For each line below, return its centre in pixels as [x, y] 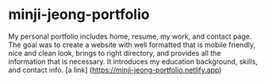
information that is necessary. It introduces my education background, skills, [133, 61]
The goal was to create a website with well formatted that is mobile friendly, [132, 44]
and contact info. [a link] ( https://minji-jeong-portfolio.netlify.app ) [115, 69]
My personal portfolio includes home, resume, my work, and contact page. [130, 36]
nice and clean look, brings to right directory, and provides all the [115, 53]
